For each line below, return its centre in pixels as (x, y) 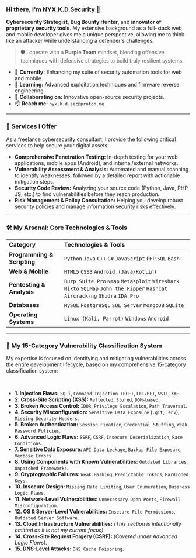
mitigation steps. (34, 181)
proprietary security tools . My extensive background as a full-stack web (94, 28)
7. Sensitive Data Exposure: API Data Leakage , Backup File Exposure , (98, 449)
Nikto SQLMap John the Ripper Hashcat (116, 288)
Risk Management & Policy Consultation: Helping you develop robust (99, 200)
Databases (24, 305)
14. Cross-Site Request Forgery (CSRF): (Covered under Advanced (96, 536)
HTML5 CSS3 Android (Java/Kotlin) (111, 272)
